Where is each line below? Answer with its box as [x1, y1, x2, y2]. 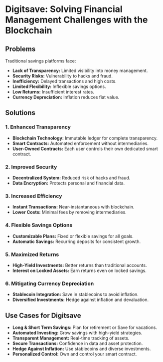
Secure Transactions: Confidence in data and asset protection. [12, 340, 143, 346]
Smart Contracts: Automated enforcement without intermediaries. [12, 140, 149, 146]
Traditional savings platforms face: [5, 58, 76, 63]
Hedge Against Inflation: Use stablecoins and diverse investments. [12, 345, 151, 351]
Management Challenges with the [5, 14, 148, 25]
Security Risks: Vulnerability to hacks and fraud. [12, 73, 113, 78]
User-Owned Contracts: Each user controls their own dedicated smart [12, 145, 158, 151]
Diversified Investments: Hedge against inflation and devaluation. [12, 296, 149, 303]
